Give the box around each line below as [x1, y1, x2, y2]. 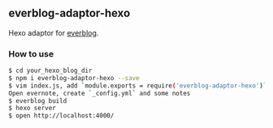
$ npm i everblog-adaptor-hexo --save [8, 74, 140, 82]
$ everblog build [8, 96, 67, 105]
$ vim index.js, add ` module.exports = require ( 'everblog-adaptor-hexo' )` [8, 81, 267, 90]
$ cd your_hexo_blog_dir [8, 66, 93, 75]
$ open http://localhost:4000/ [8, 112, 115, 120]
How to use [8, 48, 54, 59]
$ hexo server [8, 105, 57, 113]
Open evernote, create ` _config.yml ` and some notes [8, 89, 191, 97]
